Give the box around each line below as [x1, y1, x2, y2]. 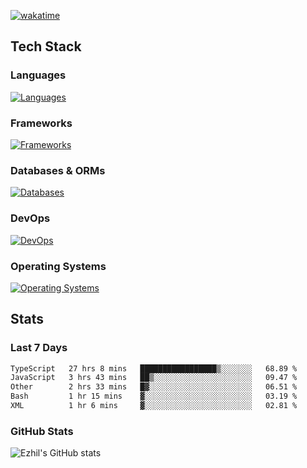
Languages [10, 68, 67, 82]
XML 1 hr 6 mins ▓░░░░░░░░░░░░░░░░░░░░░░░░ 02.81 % [10, 401, 298, 411]
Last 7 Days [10, 341, 68, 355]
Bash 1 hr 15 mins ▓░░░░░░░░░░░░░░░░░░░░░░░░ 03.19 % [10, 391, 298, 402]
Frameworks [10, 116, 73, 130]
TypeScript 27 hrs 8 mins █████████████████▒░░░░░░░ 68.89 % [10, 363, 298, 374]
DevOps [10, 211, 51, 225]
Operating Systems [10, 259, 107, 273]
